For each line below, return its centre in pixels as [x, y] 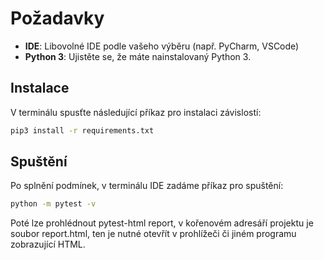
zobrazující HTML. [48, 244]
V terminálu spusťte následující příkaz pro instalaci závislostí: [136, 112]
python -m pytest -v [53, 204]
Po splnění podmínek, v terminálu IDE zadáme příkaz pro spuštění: [147, 186]
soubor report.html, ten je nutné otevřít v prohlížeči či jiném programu [153, 234]
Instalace [40, 88]
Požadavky [57, 18]
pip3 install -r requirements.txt [82, 130]
